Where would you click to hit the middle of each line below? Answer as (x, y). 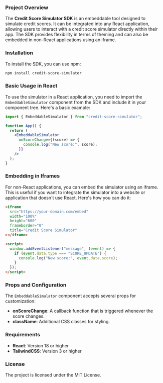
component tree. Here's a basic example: (48, 108)
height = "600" (23, 221)
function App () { (23, 126)
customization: (21, 301)
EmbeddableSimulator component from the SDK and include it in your (76, 102)
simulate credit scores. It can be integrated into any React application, (77, 24)
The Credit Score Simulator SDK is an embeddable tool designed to (75, 19)
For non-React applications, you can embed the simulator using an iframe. (82, 187)
